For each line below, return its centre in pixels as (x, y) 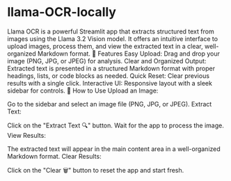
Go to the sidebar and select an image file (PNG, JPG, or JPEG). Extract (110, 104)
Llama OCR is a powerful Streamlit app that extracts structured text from (111, 31)
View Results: (27, 135)
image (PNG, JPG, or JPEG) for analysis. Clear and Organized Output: (107, 61)
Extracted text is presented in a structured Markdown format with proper (111, 68)
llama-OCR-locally (62, 12)
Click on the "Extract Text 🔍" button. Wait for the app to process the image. (115, 125)
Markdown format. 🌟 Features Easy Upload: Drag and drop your (129, 54)
